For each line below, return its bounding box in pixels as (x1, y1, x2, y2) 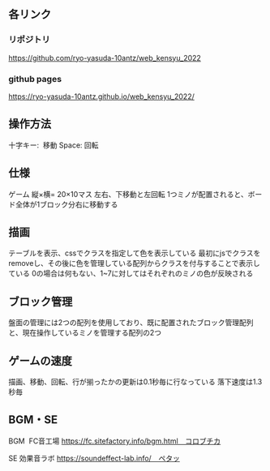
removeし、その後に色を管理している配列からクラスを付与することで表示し (8, 259, 261, 268)
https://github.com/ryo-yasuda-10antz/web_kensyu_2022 (8, 53, 201, 62)
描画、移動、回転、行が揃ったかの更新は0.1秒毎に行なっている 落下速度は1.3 (8, 377, 263, 387)
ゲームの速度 (8, 353, 73, 367)
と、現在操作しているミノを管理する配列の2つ (8, 328, 162, 338)
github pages (8, 73, 62, 84)
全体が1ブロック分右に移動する (15, 199, 118, 209)
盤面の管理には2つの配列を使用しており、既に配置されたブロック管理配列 (8, 318, 254, 328)
